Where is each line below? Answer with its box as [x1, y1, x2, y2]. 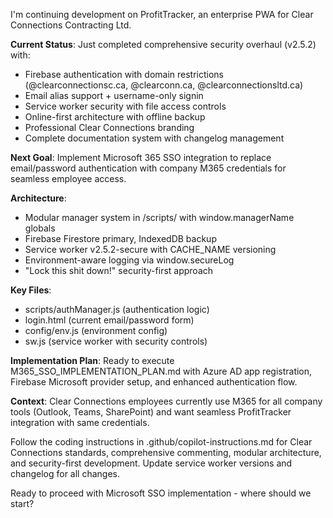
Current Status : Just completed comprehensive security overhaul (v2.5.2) [10, 39, 317, 50]
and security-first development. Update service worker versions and [10, 457, 293, 469]
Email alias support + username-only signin [24, 90, 204, 101]
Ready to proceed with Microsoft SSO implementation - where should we [10, 487, 312, 499]
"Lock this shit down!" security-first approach [24, 265, 214, 276]
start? [10, 498, 35, 509]
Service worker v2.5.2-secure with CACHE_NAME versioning [24, 244, 277, 255]
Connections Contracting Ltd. [10, 19, 132, 31]
